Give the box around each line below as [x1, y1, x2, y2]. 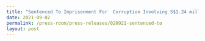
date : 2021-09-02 [6, 14, 51, 20]
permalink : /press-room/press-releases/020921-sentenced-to [6, 20, 163, 26]
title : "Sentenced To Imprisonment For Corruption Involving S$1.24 [6, 8, 187, 15]
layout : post [6, 25, 40, 32]
